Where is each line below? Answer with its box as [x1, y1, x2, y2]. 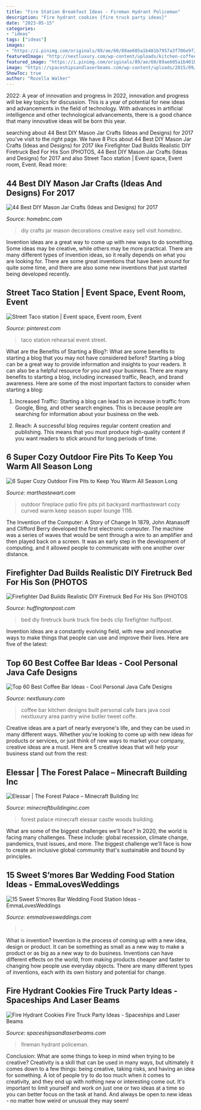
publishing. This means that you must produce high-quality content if [14, 428, 185, 435]
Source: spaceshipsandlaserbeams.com [6, 1029, 106, 1036]
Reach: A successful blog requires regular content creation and [14, 422, 171, 429]
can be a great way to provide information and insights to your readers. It [6, 360, 187, 367]
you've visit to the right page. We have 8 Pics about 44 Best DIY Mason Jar [6, 135, 191, 143]
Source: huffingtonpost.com [6, 605, 76, 612]
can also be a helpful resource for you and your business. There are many [6, 367, 188, 374]
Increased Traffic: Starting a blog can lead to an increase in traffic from [14, 397, 190, 405]
